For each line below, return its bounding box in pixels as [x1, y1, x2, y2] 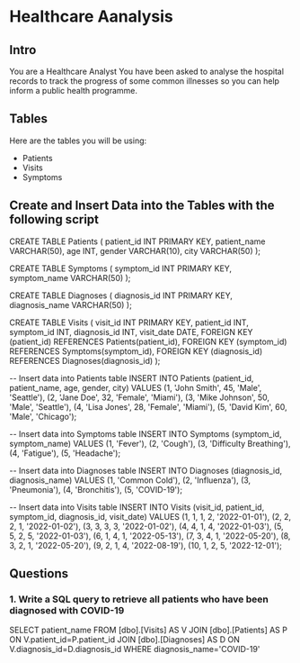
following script [9, 212, 99, 227]
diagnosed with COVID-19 [9, 604, 125, 616]
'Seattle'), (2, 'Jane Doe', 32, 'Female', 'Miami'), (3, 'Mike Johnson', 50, [9, 392, 270, 403]
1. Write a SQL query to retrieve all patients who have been [9, 593, 269, 605]
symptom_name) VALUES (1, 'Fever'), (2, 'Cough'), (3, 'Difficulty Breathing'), [9, 438, 291, 449]
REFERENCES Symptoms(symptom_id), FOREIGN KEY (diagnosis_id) [9, 345, 263, 357]
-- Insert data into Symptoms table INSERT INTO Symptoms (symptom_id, [9, 428, 282, 439]
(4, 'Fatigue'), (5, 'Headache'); [9, 448, 121, 459]
